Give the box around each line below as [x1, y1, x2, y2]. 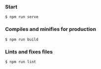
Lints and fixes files [5, 48, 53, 55]
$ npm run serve [5, 15, 38, 20]
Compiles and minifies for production [5, 26, 96, 33]
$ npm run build [5, 37, 38, 42]
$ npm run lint [5, 59, 36, 64]
